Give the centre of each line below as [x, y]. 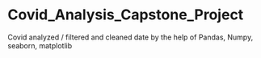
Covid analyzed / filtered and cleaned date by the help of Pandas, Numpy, [130, 37]
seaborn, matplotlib [40, 45]
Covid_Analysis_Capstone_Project [126, 15]
